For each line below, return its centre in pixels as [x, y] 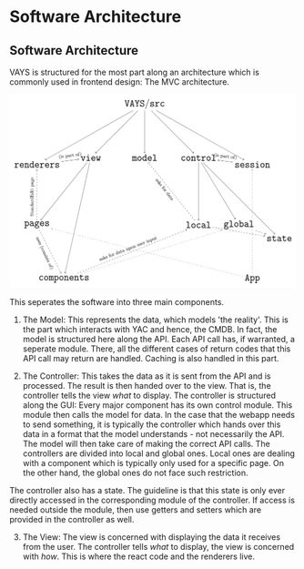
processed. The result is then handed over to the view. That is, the [147, 386]
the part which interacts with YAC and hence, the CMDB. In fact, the [150, 330]
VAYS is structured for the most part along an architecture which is [134, 72]
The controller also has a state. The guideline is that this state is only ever [147, 491]
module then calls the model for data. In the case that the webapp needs [159, 415]
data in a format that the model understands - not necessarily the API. [153, 434]
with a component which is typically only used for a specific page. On [153, 463]
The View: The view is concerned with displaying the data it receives [151, 537]
